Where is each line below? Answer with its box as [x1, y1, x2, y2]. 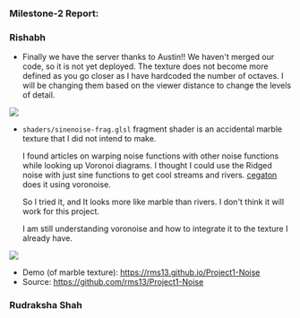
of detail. [21, 90, 56, 100]
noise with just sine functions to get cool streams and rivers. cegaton [21, 169, 278, 181]
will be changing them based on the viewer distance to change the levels [21, 80, 292, 91]
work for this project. [21, 206, 100, 217]
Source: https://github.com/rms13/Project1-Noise [21, 277, 204, 288]
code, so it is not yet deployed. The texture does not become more [21, 61, 269, 72]
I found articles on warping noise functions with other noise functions [21, 150, 279, 161]
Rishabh [9, 30, 47, 43]
